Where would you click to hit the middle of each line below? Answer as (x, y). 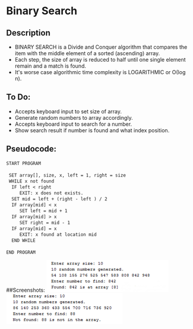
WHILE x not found (31, 181)
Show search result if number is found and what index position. (92, 130)
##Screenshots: (26, 290)
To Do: (18, 97)
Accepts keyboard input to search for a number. (73, 124)
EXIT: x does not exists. (51, 193)
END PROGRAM (21, 252)
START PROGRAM (24, 163)
